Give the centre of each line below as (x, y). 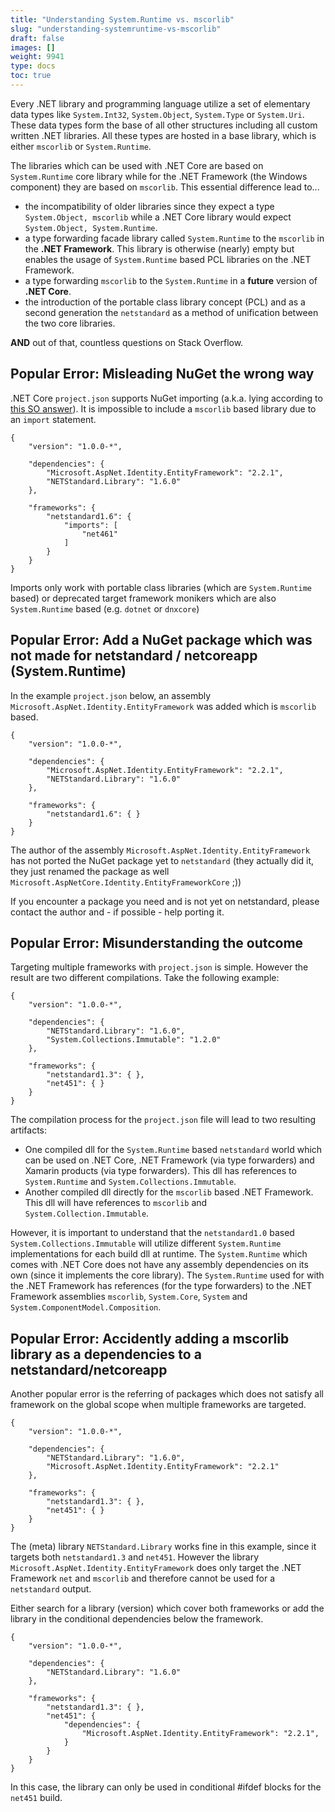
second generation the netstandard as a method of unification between (171, 312)
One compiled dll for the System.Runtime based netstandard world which (173, 1150)
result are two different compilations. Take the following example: (145, 978)
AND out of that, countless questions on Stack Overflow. (127, 342)
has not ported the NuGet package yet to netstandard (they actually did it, (162, 860)
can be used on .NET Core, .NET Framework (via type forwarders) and (169, 1160)
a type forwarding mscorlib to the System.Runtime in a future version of (171, 280)
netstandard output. (51, 1589)
